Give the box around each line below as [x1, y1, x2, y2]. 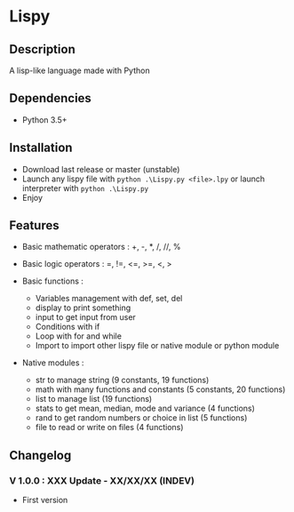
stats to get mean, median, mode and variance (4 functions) [35, 403, 256, 414]
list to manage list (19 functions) [35, 394, 153, 404]
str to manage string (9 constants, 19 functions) [35, 375, 210, 386]
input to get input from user [35, 312, 136, 323]
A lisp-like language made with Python [9, 65, 150, 76]
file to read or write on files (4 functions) [35, 422, 184, 433]
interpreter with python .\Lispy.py [21, 182, 149, 193]
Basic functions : [21, 276, 84, 286]
